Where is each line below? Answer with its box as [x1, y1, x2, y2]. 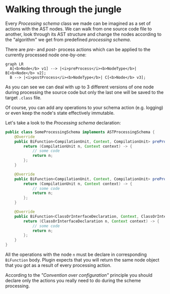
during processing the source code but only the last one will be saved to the [5, 89, 164, 95]
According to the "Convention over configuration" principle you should [5, 272, 153, 278]
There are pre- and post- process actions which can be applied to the [5, 46, 151, 52]
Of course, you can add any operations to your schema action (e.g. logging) [5, 104, 163, 110]
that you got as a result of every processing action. [5, 263, 112, 269]
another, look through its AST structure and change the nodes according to [5, 31, 162, 37]
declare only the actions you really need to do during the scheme [5, 278, 141, 284]
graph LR [5, 61, 24, 67]
